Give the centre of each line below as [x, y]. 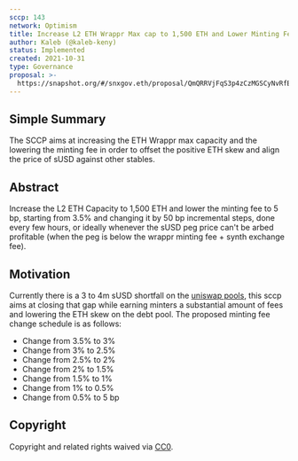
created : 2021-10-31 [47, 59]
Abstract [34, 187]
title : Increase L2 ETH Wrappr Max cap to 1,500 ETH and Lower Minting [144, 34]
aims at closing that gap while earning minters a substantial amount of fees [146, 305]
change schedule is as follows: [66, 324]
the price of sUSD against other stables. [82, 160]
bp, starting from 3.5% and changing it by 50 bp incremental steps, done [142, 218]
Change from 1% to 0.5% [68, 388]
